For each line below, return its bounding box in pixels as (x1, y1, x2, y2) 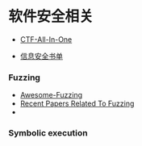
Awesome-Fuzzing (19, 90, 83, 100)
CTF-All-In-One (19, 34, 73, 44)
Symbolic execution (8, 127, 88, 139)
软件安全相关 (8, 7, 94, 26)
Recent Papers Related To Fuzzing (19, 98, 135, 109)
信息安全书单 (19, 51, 63, 60)
